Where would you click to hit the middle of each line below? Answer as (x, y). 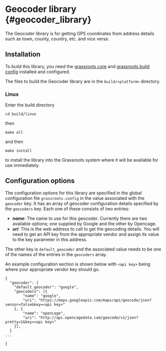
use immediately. (23, 166)
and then (14, 142)
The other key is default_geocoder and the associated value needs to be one (83, 249)
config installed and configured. (38, 72)
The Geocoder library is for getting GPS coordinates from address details (80, 33)
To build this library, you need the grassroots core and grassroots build (78, 66)
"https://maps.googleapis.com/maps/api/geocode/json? (95, 300)
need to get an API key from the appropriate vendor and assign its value (86, 234)
